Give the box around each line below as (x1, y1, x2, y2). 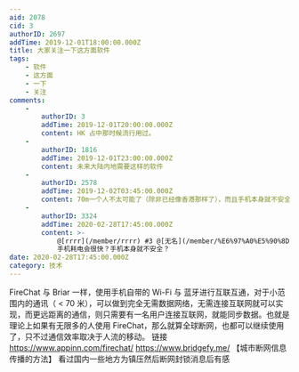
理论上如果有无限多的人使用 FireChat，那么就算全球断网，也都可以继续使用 (9, 319, 285, 330)
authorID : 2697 (9, 29, 66, 38)
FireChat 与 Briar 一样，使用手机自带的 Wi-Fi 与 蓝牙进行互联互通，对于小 (9, 287, 278, 297)
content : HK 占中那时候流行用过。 (41, 129, 156, 138)
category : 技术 (9, 262, 63, 271)
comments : (9, 95, 46, 105)
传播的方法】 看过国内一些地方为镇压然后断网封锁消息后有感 (9, 353, 230, 364)
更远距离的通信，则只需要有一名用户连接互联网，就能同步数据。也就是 (32, 309, 290, 319)
